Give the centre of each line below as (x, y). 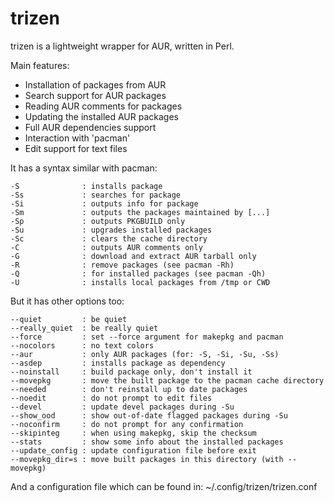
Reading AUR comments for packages (103, 106)
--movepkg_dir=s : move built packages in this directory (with (147, 459)
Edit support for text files (76, 148)
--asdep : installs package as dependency (118, 363)
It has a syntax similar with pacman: (84, 168)
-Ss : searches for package (96, 195)
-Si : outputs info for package (104, 203)
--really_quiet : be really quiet (84, 328)
